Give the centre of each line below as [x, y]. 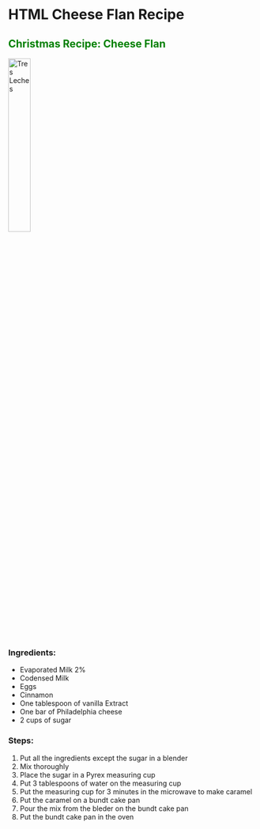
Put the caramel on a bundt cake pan [80, 800]
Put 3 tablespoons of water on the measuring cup [100, 783]
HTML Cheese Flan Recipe [96, 15]
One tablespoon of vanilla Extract [74, 703]
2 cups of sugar [45, 720]
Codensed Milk [44, 678]
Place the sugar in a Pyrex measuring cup [87, 774]
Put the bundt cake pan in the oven [77, 816]
